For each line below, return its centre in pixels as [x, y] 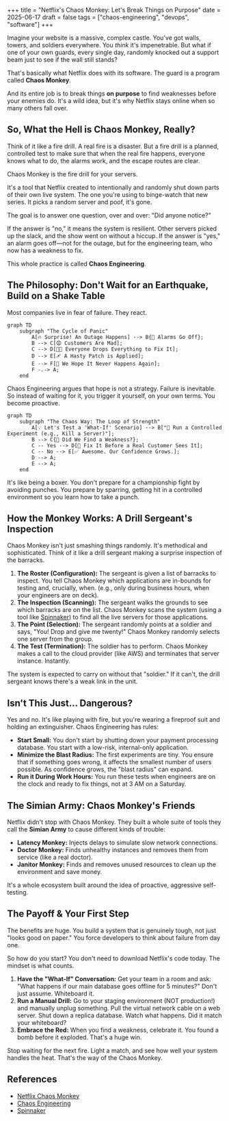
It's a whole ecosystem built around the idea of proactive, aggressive [104, 885]
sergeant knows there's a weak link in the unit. [72, 681]
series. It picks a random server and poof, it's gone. [80, 202]
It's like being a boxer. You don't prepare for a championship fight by [104, 482]
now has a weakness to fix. [45, 250]
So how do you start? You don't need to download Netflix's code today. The [113, 958]
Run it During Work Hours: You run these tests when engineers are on [116, 777]
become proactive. [33, 403]
